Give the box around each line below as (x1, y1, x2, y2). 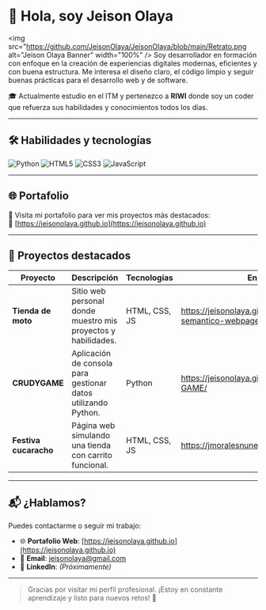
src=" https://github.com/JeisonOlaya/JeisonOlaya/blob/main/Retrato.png (8, 41, 247, 51)
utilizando (71, 397, 108, 408)
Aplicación (71, 348, 111, 359)
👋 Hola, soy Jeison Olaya (8, 7, 174, 25)
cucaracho (12, 445, 54, 456)
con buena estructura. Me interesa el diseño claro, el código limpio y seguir (8, 66, 254, 76)
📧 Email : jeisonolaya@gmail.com (19, 554, 127, 563)
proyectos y (71, 325, 116, 336)
